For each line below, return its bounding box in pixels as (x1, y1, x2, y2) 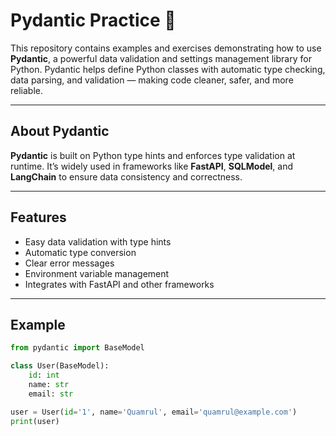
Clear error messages (24, 257, 115, 269)
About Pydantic (10, 123, 110, 140)
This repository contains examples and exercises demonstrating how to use (10, 42, 322, 54)
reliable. (10, 84, 44, 96)
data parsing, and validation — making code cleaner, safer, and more (10, 74, 294, 86)
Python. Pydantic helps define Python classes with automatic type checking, (10, 63, 326, 75)
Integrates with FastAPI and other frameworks (24, 278, 215, 290)
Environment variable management (24, 267, 170, 279)
